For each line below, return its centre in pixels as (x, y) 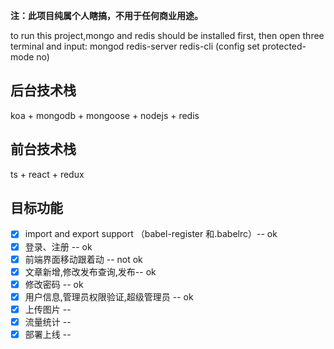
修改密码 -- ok (54, 284)
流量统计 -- (48, 321)
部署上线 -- (48, 334)
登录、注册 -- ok (58, 246)
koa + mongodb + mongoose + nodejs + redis (105, 115)
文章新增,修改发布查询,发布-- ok (90, 271)
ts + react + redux (47, 174)
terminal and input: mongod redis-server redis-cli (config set (135, 46)
